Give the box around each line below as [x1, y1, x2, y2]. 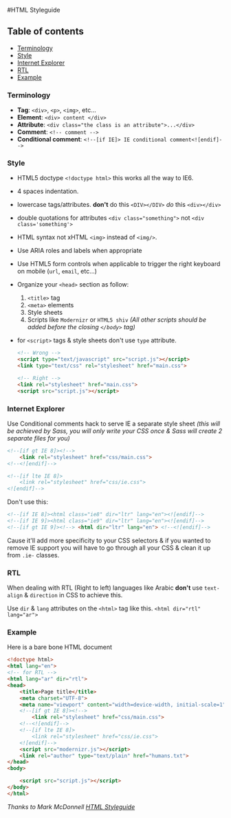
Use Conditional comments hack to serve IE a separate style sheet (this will [7, 419, 221, 428]
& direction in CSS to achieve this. [23, 591, 123, 599]
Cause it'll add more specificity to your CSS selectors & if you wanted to [7, 536, 211, 544]
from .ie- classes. [7, 551, 60, 559]
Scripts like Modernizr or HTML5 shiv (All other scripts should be [27, 316, 206, 324]
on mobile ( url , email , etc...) [16, 267, 98, 276]
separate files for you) [7, 434, 70, 442]
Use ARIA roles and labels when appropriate [16, 247, 142, 255]
